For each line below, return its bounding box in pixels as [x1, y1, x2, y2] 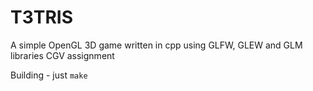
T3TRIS [10, 6, 74, 29]
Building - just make [10, 69, 88, 81]
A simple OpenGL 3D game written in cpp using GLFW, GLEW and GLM [10, 39, 303, 51]
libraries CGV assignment [10, 49, 115, 61]
